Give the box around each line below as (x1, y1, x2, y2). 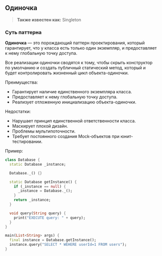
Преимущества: (5, 80, 38, 85)
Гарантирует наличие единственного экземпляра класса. (12, 89, 132, 95)
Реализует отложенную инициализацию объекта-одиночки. (12, 99, 137, 105)
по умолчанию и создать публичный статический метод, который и (5, 65, 146, 71)
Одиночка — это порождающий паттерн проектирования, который (5, 40, 145, 46)
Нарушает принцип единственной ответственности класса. (12, 118, 136, 124)
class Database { (5, 157, 40, 162)
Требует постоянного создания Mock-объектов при (12, 134, 120, 139)
